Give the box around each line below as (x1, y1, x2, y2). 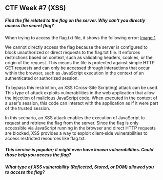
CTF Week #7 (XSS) (5, 4, 66, 12)
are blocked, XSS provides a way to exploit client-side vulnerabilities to (5, 130, 148, 136)
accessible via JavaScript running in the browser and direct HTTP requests (5, 125, 156, 131)
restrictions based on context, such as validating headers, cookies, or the (5, 54, 153, 60)
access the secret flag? (5, 22, 54, 28)
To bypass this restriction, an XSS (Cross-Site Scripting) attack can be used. (5, 85, 159, 90)
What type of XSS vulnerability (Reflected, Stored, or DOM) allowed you (5, 164, 154, 170)
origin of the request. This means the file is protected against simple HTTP (5, 60, 155, 66)
